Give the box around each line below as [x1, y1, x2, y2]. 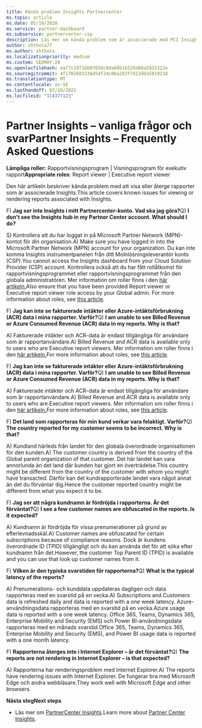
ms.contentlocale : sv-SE [6, 82, 69, 88]
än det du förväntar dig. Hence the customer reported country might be [6, 480, 182, 488]
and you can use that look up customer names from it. [6, 555, 140, 562]
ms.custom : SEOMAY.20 [6, 59, 61, 65]
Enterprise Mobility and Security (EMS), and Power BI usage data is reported [6, 630, 196, 637]
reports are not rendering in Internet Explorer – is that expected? [6, 654, 170, 662]
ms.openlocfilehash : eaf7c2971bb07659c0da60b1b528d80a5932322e [6, 64, 168, 71]
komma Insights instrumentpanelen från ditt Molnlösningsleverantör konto [6, 251, 189, 258]
